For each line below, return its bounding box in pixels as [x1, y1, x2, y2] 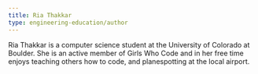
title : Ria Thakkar [8, 11, 72, 19]
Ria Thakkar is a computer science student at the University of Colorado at [8, 40, 250, 49]
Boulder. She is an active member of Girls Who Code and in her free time [8, 48, 244, 58]
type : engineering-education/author [8, 19, 128, 26]
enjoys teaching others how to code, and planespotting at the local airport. [8, 56, 250, 66]
